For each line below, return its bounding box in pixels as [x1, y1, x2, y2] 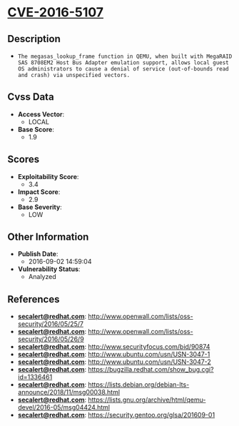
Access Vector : [17, 110, 65, 118]
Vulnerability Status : [17, 265, 81, 273]
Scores [7, 153, 40, 166]
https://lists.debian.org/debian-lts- [88, 380, 190, 389]
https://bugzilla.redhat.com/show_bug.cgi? [88, 365, 214, 374]
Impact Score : [17, 187, 61, 196]
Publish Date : [17, 250, 59, 258]
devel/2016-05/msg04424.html [17, 403, 111, 412]
